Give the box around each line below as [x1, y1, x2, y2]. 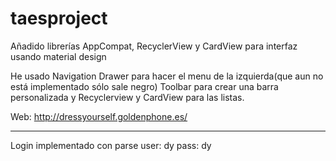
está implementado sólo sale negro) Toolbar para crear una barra [10, 80, 279, 92]
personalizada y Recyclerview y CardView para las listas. [10, 91, 245, 103]
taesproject [10, 7, 108, 30]
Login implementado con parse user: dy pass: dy [10, 139, 212, 151]
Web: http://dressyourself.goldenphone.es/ [10, 110, 188, 122]
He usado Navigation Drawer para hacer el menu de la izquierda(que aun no [10, 70, 324, 82]
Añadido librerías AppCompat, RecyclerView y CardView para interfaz [10, 40, 298, 52]
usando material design [10, 50, 107, 62]
